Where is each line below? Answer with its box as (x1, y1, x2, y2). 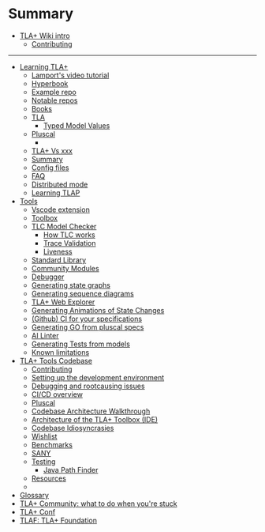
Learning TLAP (31, 187, 80, 198)
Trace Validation (43, 238, 96, 247)
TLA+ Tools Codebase (19, 356, 93, 365)
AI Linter (31, 330, 59, 340)
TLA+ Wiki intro (19, 31, 71, 40)
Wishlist (31, 432, 58, 441)
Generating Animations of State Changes (31, 305, 165, 315)
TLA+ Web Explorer (31, 297, 95, 307)
